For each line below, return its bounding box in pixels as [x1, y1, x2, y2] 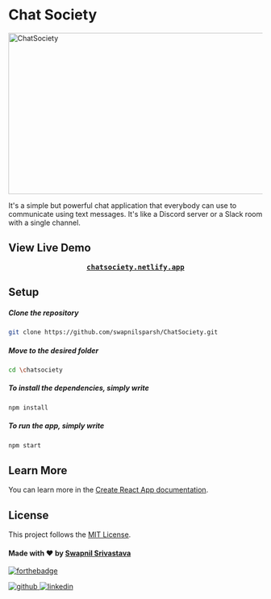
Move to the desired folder [8, 345, 99, 356]
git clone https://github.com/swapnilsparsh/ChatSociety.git [8, 328, 219, 336]
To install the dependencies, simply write [8, 383, 149, 393]
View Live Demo [8, 241, 91, 255]
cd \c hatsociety [8, 365, 63, 374]
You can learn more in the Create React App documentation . [8, 485, 209, 495]
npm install [8, 403, 48, 412]
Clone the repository [8, 308, 79, 318]
